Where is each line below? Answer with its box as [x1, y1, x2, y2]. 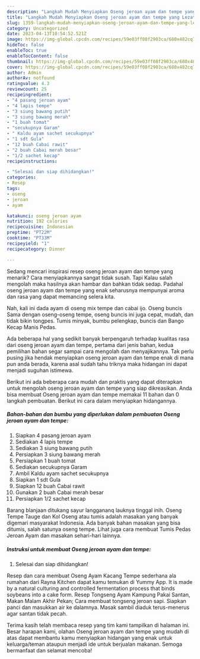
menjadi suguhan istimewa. [7, 367, 74, 374]
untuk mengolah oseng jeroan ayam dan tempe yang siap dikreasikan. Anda [7, 385, 192, 392]
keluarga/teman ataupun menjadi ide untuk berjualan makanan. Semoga [7, 641, 183, 648]
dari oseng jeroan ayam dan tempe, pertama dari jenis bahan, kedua [7, 341, 174, 348]
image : [7, 36, 23, 42]
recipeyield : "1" [7, 241, 50, 246]
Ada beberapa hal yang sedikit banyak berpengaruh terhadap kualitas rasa [7, 335, 189, 342]
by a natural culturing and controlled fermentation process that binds [7, 585, 175, 592]
